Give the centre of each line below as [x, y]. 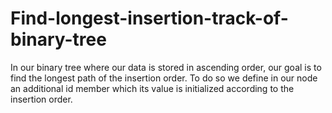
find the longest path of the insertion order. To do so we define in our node [164, 78]
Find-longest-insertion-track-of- [149, 18]
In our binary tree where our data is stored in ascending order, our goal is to [166, 67]
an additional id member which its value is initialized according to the [152, 88]
